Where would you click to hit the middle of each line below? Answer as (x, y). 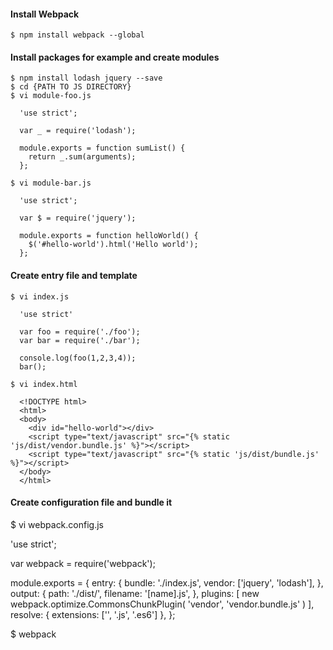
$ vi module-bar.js (51, 183)
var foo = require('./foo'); (80, 331)
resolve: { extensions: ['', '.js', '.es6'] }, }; (93, 614)
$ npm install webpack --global (77, 35)
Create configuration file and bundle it (91, 502)
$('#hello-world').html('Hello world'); (113, 245)
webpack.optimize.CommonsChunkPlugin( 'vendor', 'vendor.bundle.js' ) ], (162, 604)
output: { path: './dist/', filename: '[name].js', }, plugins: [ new (135, 593)
